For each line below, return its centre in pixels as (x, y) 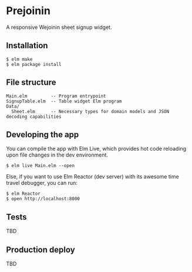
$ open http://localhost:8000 (43, 199)
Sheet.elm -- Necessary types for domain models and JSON (90, 111)
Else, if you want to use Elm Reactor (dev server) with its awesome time (92, 177)
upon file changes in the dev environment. (57, 155)
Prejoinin (28, 11)
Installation (27, 46)
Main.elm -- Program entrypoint (56, 96)
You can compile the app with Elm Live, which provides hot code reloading (96, 149)
